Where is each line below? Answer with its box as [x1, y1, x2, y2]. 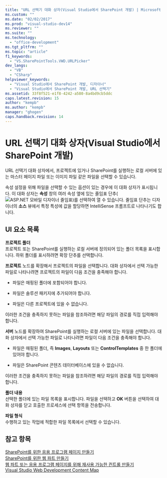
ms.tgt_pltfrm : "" [5, 44, 43, 49]
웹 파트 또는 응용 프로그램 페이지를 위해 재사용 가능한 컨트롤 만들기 [5, 461, 134, 467]
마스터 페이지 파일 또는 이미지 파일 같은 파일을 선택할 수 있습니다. [10, 173, 137, 179]
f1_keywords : [5, 53, 32, 59]
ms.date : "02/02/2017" [5, 16, 52, 21]
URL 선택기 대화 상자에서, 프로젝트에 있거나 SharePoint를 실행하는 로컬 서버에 [5, 167, 157, 173]
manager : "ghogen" [5, 109, 43, 115]
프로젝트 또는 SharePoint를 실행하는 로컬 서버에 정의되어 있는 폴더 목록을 [5, 245, 148, 251]
